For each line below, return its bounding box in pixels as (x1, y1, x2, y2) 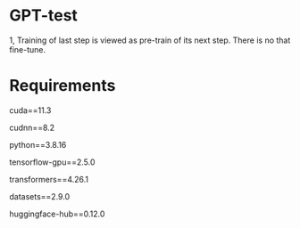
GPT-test (9, 5, 79, 26)
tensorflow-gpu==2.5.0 (9, 157, 96, 167)
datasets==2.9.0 (9, 191, 71, 201)
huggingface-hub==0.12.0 (9, 208, 105, 219)
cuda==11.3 (9, 104, 52, 116)
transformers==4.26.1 (9, 174, 89, 184)
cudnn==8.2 (9, 122, 55, 133)
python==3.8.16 (9, 139, 67, 150)
